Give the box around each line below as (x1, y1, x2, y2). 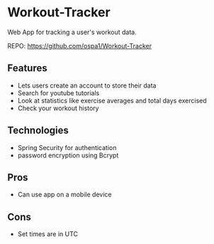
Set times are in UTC (17, 230, 79, 238)
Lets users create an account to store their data (17, 81, 157, 90)
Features (7, 62, 47, 75)
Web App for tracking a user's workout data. (7, 28, 137, 36)
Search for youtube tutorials (17, 88, 100, 97)
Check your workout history (17, 104, 99, 112)
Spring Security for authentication (17, 143, 117, 152)
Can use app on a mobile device (17, 190, 112, 199)
